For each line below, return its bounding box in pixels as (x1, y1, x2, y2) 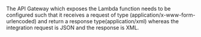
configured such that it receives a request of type (6, 11, 129, 18)
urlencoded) (6, 18, 37, 24)
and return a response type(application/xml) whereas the (38, 18, 179, 24)
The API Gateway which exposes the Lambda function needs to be (6, 5, 171, 12)
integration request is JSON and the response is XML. (6, 24, 139, 31)
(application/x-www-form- (130, 11, 196, 18)
